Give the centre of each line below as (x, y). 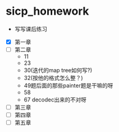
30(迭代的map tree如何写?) (58, 70)
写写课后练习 (31, 29)
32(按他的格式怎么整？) (53, 78)
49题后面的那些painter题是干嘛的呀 (68, 86)
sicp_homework (48, 11)
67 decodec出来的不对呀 (55, 100)
